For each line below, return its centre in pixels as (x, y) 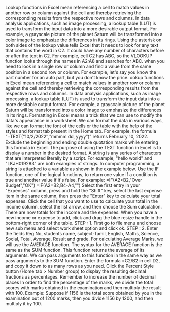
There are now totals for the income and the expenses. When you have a (81, 212)
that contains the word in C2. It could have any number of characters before (85, 50)
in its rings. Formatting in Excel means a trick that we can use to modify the (84, 115)
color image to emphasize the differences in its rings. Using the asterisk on (83, 40)
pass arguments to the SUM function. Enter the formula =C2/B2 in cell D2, (83, 261)
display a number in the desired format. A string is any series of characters (83, 153)
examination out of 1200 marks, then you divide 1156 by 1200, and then (79, 298)
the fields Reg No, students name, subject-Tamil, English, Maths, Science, (82, 234)
